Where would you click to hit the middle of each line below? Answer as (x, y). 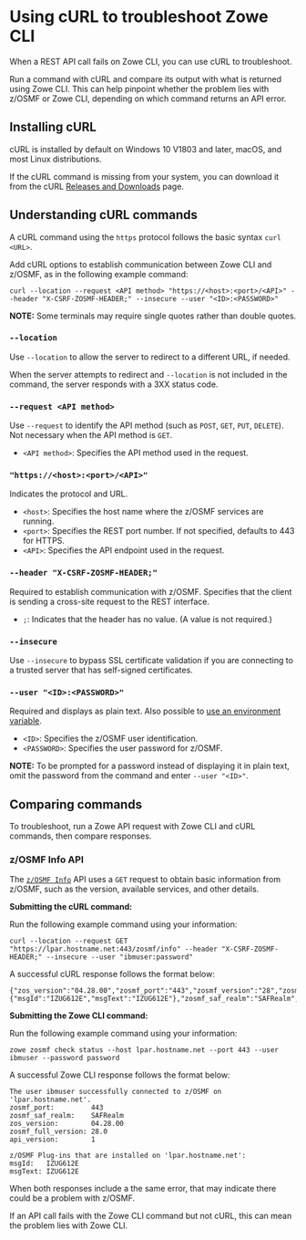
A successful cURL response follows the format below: (112, 974)
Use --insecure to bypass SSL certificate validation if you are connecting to (152, 661)
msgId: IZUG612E (44, 1164)
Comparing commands (76, 804)
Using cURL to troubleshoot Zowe (139, 17)
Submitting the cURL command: (71, 907)
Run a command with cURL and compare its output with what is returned (146, 78)
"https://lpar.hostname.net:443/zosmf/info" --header (114, 949)
